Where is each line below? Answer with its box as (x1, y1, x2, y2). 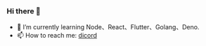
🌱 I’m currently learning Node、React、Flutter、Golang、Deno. (16, 23, 200, 31)
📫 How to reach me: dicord (16, 31, 98, 40)
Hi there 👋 (6, 6, 41, 16)
